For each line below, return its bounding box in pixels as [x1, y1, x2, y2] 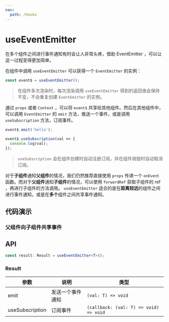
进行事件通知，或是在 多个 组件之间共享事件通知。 [5, 191, 107, 197]
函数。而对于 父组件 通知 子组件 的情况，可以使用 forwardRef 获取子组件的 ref [5, 179, 161, 185]
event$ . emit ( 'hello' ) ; [5, 127, 53, 132]
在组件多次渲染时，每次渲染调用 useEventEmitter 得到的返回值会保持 [17, 88, 160, 94]
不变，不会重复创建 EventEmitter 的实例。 [17, 94, 105, 100]
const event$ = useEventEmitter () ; [5, 78, 80, 83]
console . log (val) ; [10, 141, 49, 146]
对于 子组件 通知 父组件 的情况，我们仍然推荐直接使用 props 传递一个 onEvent [5, 172, 159, 179]
